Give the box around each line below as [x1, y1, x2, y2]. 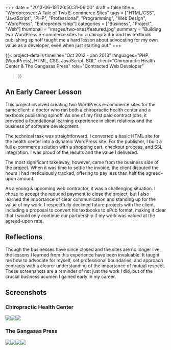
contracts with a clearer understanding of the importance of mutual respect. [5, 263, 165, 269]
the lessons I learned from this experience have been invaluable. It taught [5, 251, 160, 258]
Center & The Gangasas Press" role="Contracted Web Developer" [5, 63, 144, 69]
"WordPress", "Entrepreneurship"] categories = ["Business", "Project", [5, 20, 153, 27]
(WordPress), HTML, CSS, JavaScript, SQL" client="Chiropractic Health [5, 58, 155, 63]
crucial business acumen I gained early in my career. [5, 273, 116, 279]
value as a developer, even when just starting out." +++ [5, 42, 121, 48]
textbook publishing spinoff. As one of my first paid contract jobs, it [5, 112, 147, 118]
